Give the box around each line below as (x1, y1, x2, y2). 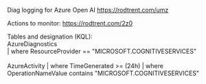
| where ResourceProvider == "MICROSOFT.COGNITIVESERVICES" (7, 48, 197, 55)
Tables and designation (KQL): (7, 32, 93, 41)
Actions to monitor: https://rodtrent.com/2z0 (7, 19, 133, 27)
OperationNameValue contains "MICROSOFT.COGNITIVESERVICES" (7, 69, 200, 77)
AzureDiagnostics (7, 40, 58, 48)
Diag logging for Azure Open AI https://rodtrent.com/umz (7, 6, 169, 14)
